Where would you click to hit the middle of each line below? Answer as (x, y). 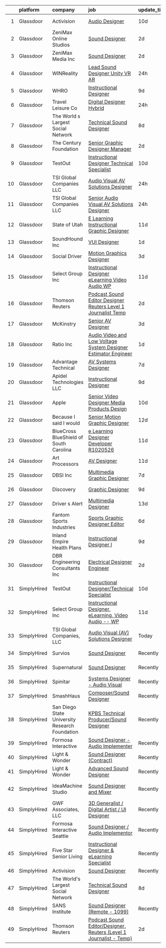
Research (63, 726)
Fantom (61, 515)
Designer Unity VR (109, 73)
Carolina (62, 450)
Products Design (107, 409)
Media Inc (63, 59)
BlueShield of (67, 437)
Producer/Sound (107, 720)
